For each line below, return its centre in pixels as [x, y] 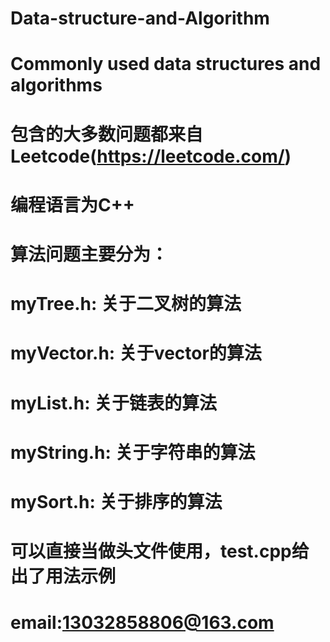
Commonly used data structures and [166, 64]
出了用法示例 [63, 576]
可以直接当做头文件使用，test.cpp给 [160, 551]
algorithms [56, 85]
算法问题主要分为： [89, 254]
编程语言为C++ [72, 204]
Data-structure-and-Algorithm [140, 18]
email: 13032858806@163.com [142, 623]
